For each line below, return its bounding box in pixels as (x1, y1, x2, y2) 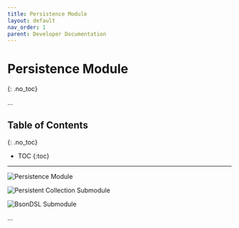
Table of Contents (7, 119, 89, 131)
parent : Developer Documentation (7, 30, 107, 38)
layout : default (7, 17, 55, 24)
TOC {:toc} (17, 152, 50, 160)
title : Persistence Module (7, 10, 87, 18)
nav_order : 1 (7, 24, 46, 31)
